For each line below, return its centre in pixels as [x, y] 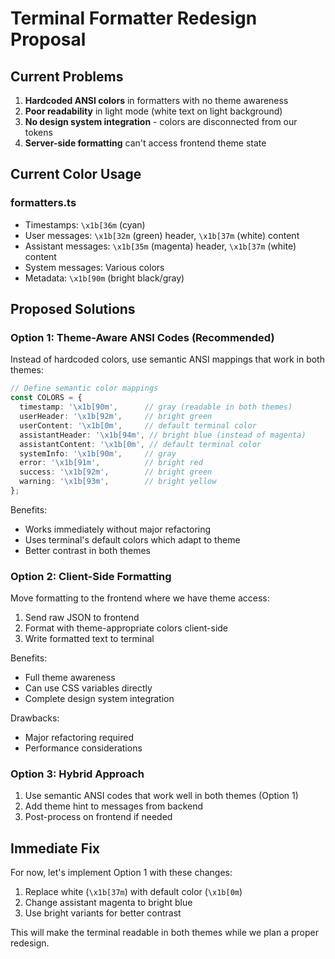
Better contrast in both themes [87, 550]
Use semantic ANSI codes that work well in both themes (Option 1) [161, 796]
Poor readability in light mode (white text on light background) [153, 111]
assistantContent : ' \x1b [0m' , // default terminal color [140, 444]
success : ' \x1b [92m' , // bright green [116, 472]
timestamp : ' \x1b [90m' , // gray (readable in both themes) [156, 407]
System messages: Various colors [94, 267]
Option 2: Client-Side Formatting [91, 576]
